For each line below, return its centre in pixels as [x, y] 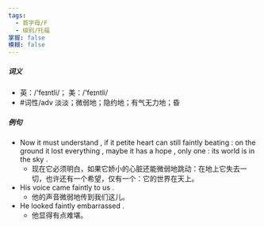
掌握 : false [27, 38]
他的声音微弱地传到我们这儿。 [80, 197]
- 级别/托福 [33, 30]
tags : [17, 15]
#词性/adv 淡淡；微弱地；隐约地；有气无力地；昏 [100, 103]
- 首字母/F [31, 23]
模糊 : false [27, 45]
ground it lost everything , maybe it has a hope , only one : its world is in [137, 151]
